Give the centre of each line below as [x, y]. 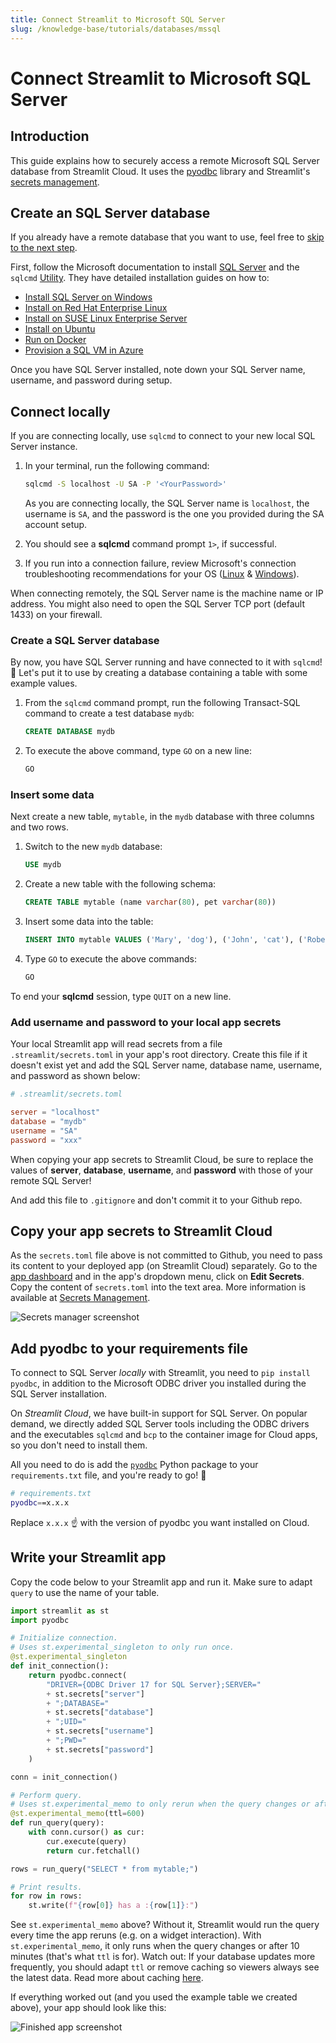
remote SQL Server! [51, 1180]
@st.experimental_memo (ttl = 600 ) [77, 1814]
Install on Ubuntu [60, 329]
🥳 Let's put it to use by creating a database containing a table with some [159, 673]
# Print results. [46, 1887]
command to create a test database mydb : [109, 713]
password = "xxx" [46, 1140]
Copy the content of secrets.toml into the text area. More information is [158, 1287]
